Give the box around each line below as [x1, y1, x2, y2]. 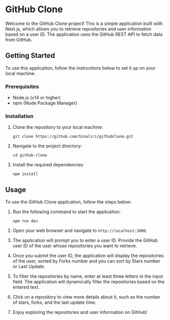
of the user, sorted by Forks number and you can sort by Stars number [12, 258, 161, 264]
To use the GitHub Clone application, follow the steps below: [5, 199, 132, 205]
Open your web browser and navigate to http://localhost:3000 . [12, 227, 147, 234]
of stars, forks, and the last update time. [12, 299, 96, 306]
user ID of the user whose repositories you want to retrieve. [12, 243, 138, 249]
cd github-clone [12, 153, 47, 158]
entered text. [12, 284, 40, 290]
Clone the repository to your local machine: [12, 124, 103, 130]
